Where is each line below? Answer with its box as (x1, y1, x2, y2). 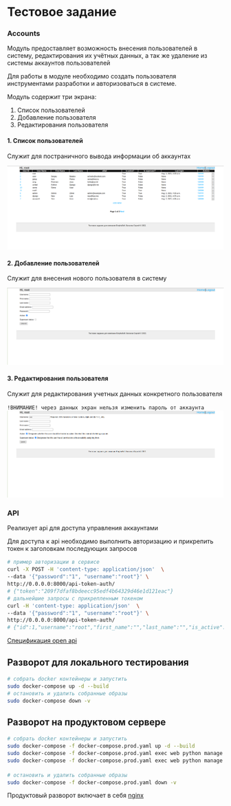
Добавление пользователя (16, 113, 96, 122)
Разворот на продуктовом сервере (7, 716, 166, 728)
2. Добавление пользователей (7, 259, 100, 267)
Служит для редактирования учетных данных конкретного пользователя (7, 389, 223, 397)
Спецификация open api (7, 637, 78, 645)
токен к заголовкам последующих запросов (7, 545, 137, 553)
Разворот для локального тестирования (7, 656, 189, 668)
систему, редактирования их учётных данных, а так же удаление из (7, 52, 208, 60)
